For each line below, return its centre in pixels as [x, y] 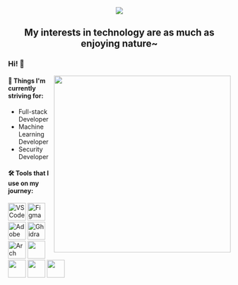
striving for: [26, 95]
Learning [31, 134]
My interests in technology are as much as [119, 33]
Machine [31, 127]
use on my [24, 183]
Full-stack [33, 111]
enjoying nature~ [119, 43]
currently [22, 88]
